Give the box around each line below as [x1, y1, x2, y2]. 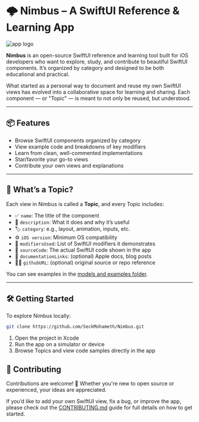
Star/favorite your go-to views [14, 156, 88, 163]
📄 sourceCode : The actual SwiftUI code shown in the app [14, 246, 152, 253]
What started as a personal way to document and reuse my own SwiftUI [6, 82, 181, 89]
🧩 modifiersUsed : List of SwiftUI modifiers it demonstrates [14, 240, 156, 247]
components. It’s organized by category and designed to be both [6, 64, 165, 71]
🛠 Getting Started [6, 294, 74, 304]
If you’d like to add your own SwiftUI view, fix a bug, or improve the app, [6, 398, 182, 405]
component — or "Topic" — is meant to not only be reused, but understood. [6, 95, 191, 102]
